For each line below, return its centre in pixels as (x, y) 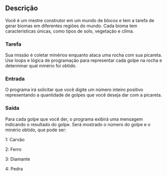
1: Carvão (15, 139)
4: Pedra (14, 168)
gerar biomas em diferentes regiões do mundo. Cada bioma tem (71, 26)
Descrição (22, 8)
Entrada (15, 79)
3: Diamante (18, 159)
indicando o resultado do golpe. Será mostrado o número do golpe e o (78, 124)
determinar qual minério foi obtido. (41, 66)
